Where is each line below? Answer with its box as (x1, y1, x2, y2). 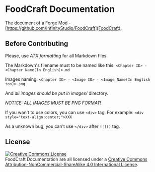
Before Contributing (5, 40, 69, 48)
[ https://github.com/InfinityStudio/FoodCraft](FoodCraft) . (5, 25, 122, 31)
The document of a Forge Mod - (5, 20, 71, 26)
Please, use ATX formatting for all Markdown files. (5, 53, 108, 58)
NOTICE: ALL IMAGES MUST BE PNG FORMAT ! (5, 100, 102, 106)
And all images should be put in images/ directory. (5, 90, 108, 96)
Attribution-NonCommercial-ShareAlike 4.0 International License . (5, 161, 139, 167)
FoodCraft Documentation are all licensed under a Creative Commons (5, 156, 148, 162)
